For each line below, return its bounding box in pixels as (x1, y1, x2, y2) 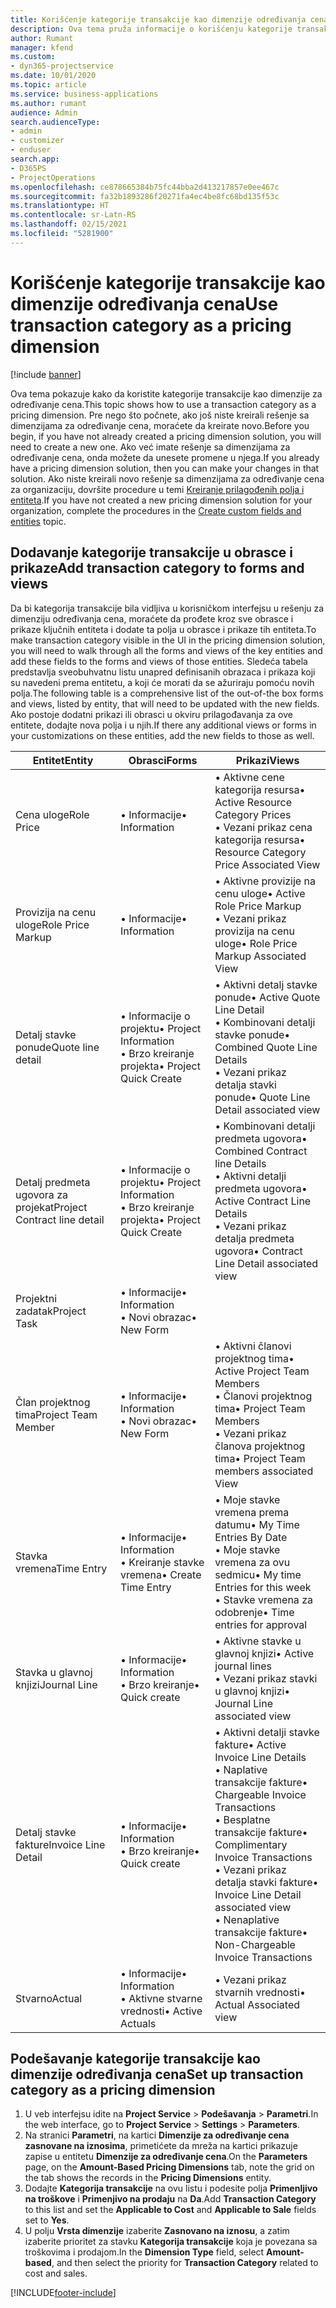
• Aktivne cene (214, 770, 285, 784)
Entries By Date (214, 1530, 288, 1544)
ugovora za (15, 1187, 68, 1201)
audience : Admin (10, 107, 78, 118)
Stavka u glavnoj (15, 1665, 93, 1679)
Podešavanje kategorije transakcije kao (10, 2050, 261, 2067)
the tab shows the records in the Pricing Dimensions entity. (24, 2172, 272, 2184)
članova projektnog (214, 1439, 306, 1453)
